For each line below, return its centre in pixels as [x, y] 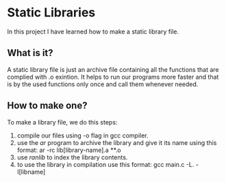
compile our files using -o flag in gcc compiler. [83, 135]
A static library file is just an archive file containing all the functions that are [113, 69]
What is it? [30, 53]
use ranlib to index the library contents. [72, 157]
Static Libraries [51, 13]
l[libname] [31, 172]
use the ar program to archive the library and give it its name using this [117, 142]
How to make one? [47, 106]
